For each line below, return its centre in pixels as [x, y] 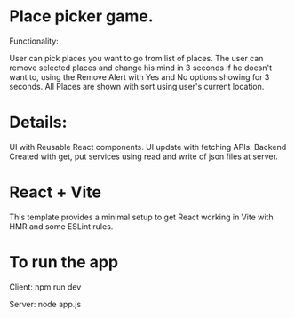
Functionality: [34, 41]
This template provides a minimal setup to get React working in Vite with [141, 217]
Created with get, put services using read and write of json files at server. [144, 156]
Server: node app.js [45, 304]
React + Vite [56, 192]
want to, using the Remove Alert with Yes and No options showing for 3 [140, 76]
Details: [38, 123]
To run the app [64, 262]
